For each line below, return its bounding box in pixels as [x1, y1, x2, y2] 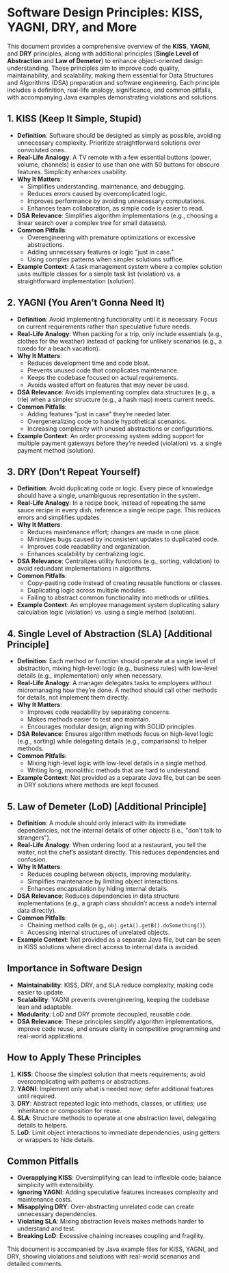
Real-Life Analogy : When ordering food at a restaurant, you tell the [16, 841, 206, 848]
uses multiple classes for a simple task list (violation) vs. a [16, 270, 180, 278]
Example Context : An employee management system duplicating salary [16, 601, 220, 609]
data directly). [16, 907, 57, 914]
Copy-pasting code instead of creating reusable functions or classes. [27, 579, 223, 587]
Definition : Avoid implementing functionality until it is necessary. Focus [16, 315, 218, 323]
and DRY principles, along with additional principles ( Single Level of [7, 49, 199, 58]
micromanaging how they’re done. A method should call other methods [16, 686, 217, 694]
